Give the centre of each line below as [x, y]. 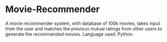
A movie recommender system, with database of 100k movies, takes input [83, 23]
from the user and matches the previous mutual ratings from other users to [84, 28]
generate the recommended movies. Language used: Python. [69, 34]
